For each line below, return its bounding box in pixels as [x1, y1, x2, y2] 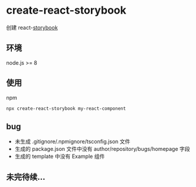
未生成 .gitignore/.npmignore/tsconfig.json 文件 [14, 138, 131, 145]
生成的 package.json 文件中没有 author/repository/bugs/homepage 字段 [14, 145, 190, 153]
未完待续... [6, 172, 46, 182]
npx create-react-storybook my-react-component [6, 105, 127, 112]
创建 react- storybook [6, 24, 58, 31]
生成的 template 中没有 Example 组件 [14, 153, 105, 160]
